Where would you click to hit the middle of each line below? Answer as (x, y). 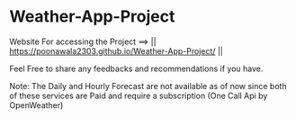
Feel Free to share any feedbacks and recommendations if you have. (136, 69)
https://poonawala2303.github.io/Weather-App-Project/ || (116, 50)
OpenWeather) (36, 105)
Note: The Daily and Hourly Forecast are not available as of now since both (148, 86)
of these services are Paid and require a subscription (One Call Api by (139, 96)
